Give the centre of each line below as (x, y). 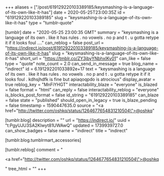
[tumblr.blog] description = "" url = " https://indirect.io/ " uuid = (68, 120)
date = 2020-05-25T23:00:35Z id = (89, 12)
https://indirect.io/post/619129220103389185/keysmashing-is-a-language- (83, 48)
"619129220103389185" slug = (36, 17)
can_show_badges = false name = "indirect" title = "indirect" (66, 131)
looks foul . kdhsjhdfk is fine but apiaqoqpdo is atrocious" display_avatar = (80, 79)
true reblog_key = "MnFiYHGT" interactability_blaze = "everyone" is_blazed (81, 85)
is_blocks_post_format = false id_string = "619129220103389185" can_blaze (82, 95)
